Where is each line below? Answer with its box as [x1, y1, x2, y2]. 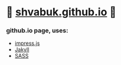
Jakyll [14, 46, 30, 53]
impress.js [14, 40, 40, 47]
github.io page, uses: [6, 27, 68, 35]
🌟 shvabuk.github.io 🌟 [6, 5, 117, 19]
